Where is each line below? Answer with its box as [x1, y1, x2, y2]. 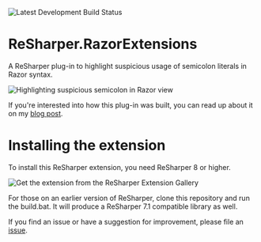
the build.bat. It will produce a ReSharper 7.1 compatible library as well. [8, 202, 238, 211]
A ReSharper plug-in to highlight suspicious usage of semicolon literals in [8, 61, 248, 70]
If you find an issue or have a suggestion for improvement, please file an [8, 217, 244, 226]
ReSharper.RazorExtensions [8, 36, 198, 53]
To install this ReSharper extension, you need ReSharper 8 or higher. [8, 162, 231, 172]
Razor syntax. [8, 70, 53, 79]
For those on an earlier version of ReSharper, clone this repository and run [8, 193, 251, 202]
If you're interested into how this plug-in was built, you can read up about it [8, 100, 253, 110]
